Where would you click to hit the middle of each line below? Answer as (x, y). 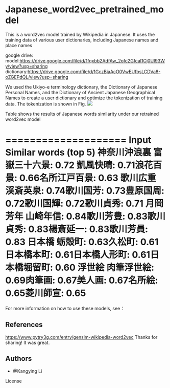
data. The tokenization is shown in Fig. (46, 104)
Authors (19, 359)
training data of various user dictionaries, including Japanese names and (82, 40)
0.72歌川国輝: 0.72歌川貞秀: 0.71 (75, 204)
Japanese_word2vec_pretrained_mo (85, 9)
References (24, 325)
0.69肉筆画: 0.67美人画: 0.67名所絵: (82, 281)
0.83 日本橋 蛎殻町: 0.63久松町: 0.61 (82, 242)
